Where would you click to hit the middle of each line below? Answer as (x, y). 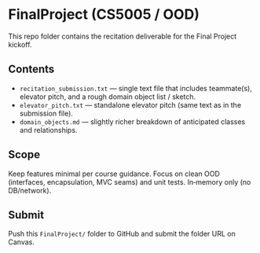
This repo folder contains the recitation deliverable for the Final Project (123, 36)
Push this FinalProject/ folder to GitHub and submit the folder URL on (122, 234)
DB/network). (30, 190)
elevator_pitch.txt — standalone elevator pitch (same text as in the (130, 104)
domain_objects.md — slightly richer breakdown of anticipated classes (132, 121)
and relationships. (48, 130)
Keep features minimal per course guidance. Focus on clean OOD (114, 174)
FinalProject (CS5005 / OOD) (104, 15)
